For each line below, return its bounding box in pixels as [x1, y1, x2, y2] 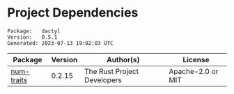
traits [10, 75, 28, 84]
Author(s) [107, 55, 141, 64]
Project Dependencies [7, 5, 139, 21]
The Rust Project [84, 66, 139, 76]
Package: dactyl [7, 28, 61, 35]
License [182, 55, 210, 64]
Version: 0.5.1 [7, 33, 58, 41]
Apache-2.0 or [169, 66, 219, 76]
